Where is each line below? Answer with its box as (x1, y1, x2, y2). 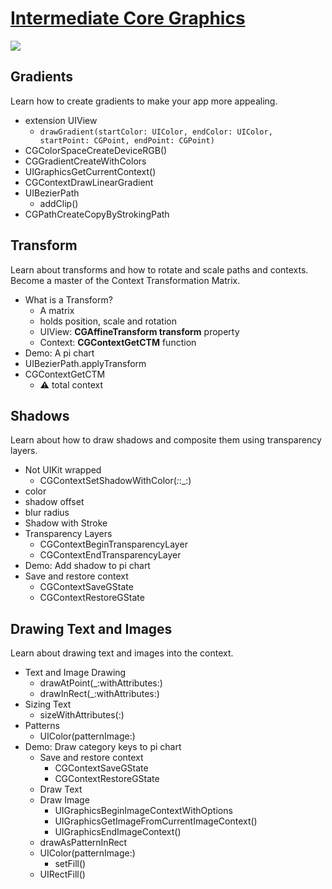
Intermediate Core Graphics (10, 7, 246, 30)
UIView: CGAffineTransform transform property (39, 325, 240, 337)
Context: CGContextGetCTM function (39, 336, 197, 348)
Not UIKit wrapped (24, 464, 102, 476)
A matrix (39, 304, 75, 316)
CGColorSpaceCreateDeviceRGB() (24, 144, 168, 156)
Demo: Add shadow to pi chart (24, 560, 151, 572)
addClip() (39, 197, 79, 209)
